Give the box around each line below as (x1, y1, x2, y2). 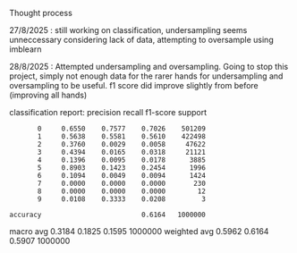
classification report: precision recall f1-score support (9, 107, 208, 117)
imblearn (9, 44, 42, 55)
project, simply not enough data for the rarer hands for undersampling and (9, 71, 284, 81)
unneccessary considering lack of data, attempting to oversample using (9, 35, 275, 45)
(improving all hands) (9, 89, 88, 100)
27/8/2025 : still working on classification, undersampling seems (9, 25, 248, 35)
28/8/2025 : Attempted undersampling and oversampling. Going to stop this (9, 62, 289, 72)
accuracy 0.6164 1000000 (9, 210, 206, 219)
